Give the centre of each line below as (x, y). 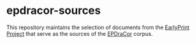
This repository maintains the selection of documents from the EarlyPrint (98, 27)
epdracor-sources (54, 11)
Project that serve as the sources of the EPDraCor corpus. (80, 33)
